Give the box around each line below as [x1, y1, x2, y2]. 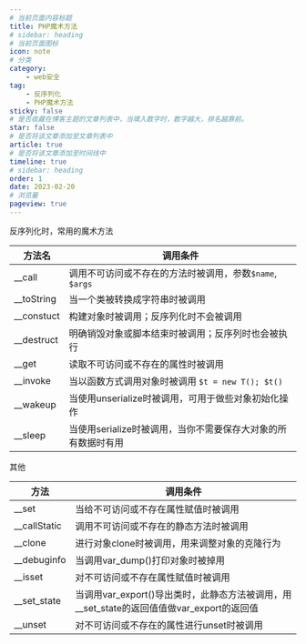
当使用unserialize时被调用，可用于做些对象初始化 [68, 392, 280, 405]
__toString [14, 292, 57, 305]
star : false [9, 124, 55, 133]
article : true [9, 140, 64, 149]
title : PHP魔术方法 [9, 22, 78, 31]
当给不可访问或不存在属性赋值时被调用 [75, 502, 240, 515]
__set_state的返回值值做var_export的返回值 [75, 601, 260, 614]
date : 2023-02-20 [9, 183, 76, 192]
